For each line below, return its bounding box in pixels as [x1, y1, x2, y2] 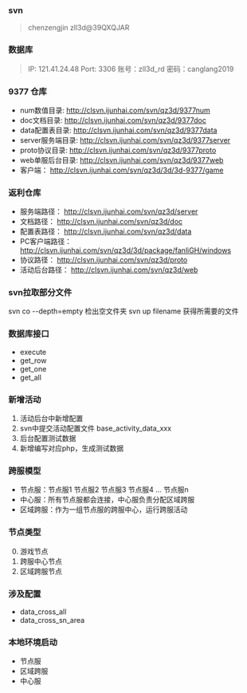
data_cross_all [19, 607, 67, 616]
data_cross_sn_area [19, 615, 85, 624]
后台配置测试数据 [19, 434, 76, 443]
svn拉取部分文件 [8, 287, 73, 298]
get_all [19, 372, 42, 382]
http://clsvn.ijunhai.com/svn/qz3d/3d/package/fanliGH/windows [19, 246, 232, 255]
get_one [19, 364, 47, 373]
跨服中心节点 [19, 556, 62, 566]
